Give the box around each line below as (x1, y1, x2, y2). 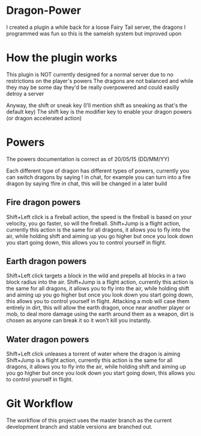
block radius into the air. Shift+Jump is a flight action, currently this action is (6, 278, 194, 286)
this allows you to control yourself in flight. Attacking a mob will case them (6, 298, 190, 305)
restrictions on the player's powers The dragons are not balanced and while (6, 77, 194, 84)
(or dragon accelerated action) (6, 114, 82, 121)
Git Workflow (6, 397, 73, 411)
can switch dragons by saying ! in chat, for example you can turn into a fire (6, 173, 191, 180)
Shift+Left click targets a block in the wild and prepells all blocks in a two (6, 272, 186, 280)
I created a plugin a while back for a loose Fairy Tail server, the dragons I (6, 23, 186, 31)
